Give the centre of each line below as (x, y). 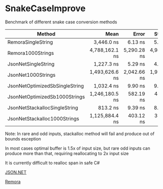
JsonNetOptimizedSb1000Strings (46, 97)
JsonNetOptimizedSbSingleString (46, 86)
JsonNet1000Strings (32, 75)
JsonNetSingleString (31, 64)
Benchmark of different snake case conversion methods (61, 22)
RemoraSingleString (30, 42)
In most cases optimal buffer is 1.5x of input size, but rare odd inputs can (78, 148)
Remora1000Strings (31, 53)
